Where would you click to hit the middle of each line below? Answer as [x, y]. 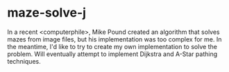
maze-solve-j [47, 13]
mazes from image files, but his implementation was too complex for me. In [114, 39]
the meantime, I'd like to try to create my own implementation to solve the [112, 46]
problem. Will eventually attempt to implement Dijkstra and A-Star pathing [112, 54]
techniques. [24, 61]
